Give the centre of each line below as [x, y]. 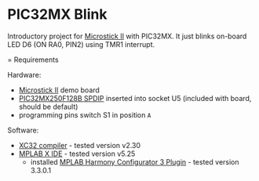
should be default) [48, 107]
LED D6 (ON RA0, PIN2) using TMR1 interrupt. [81, 44]
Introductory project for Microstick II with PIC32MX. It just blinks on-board [127, 36]
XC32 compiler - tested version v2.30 [80, 145]
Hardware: [24, 74]
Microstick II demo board [59, 90]
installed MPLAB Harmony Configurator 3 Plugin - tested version [135, 161]
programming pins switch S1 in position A [85, 114]
